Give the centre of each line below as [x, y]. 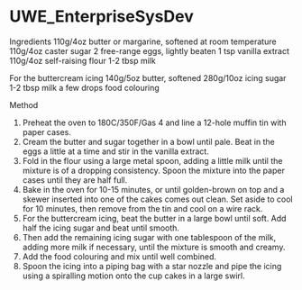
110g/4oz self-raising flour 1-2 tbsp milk [82, 60]
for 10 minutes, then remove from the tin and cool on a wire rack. [142, 208]
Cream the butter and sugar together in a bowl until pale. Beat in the [148, 141]
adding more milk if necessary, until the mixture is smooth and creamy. [154, 247]
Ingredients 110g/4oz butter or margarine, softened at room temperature [143, 41]
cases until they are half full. [75, 180]
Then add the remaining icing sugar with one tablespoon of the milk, [149, 237]
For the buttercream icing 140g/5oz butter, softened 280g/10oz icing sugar [148, 77]
